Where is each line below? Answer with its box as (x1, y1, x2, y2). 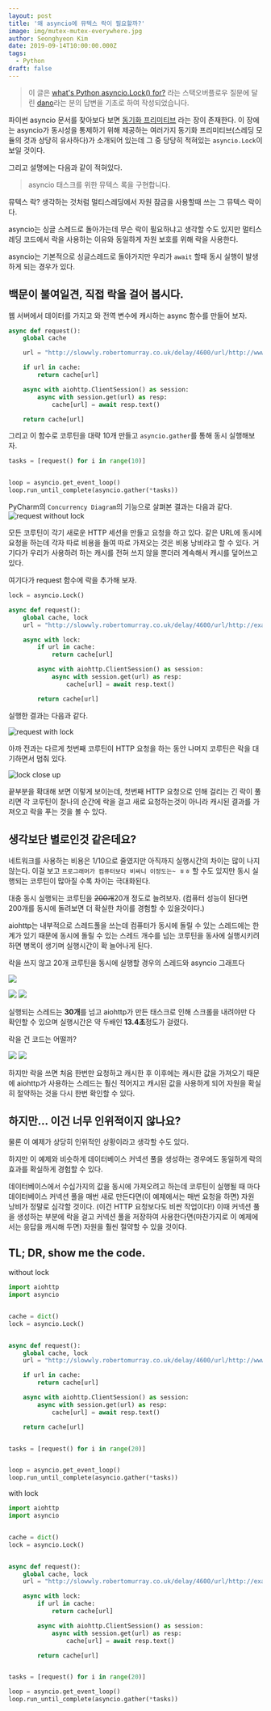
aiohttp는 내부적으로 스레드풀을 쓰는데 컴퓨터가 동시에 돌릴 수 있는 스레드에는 (8, 920, 252, 930)
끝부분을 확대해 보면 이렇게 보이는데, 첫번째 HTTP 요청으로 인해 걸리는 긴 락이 (8, 786, 253, 796)
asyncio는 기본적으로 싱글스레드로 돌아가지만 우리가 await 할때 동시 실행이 (8, 252, 244, 261)
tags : (8, 49, 27, 57)
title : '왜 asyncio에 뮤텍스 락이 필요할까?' (8, 19, 145, 28)
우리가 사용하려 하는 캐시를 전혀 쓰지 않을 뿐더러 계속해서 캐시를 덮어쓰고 (29, 548, 258, 558)
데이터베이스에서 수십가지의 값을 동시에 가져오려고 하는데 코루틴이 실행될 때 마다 (8, 1182, 261, 1192)
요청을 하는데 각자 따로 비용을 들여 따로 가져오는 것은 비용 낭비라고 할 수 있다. (8, 538, 252, 548)
